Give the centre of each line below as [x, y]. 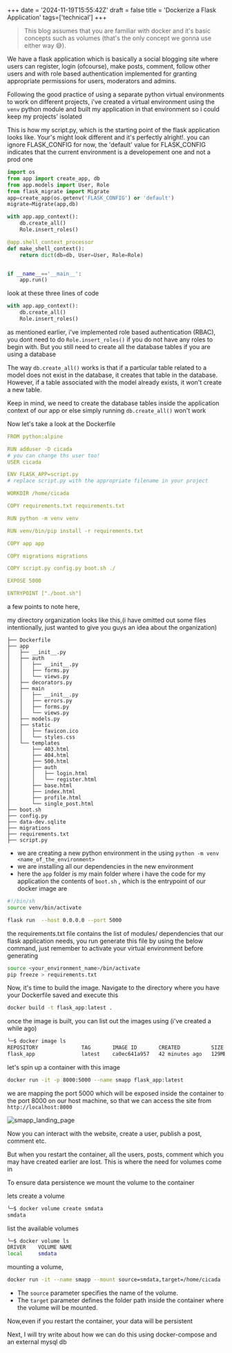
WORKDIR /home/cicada [38, 494]
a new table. [25, 389]
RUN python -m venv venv [43, 518]
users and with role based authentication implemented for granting [102, 73]
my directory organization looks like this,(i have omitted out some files [107, 620]
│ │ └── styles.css [41, 737]
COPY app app [26, 543]
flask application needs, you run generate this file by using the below [105, 941]
